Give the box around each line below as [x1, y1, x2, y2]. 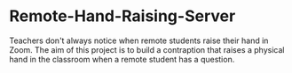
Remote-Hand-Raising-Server [9, 6, 236, 26]
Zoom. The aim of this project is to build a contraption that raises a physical [9, 44, 285, 55]
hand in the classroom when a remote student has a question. [9, 54, 235, 64]
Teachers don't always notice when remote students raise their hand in [9, 35, 269, 46]
